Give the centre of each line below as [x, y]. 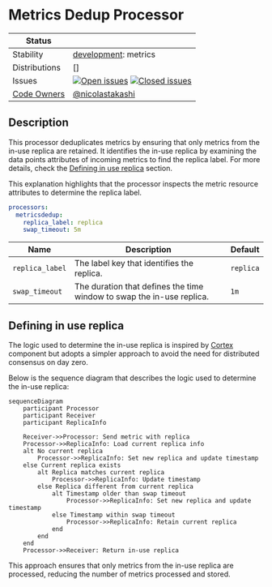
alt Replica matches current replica [101, 473]
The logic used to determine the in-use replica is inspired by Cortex [121, 345]
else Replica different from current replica [116, 487]
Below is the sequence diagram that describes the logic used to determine [132, 378]
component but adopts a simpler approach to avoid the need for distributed [134, 353]
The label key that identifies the [134, 264]
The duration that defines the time [139, 287]
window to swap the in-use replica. [141, 297]
